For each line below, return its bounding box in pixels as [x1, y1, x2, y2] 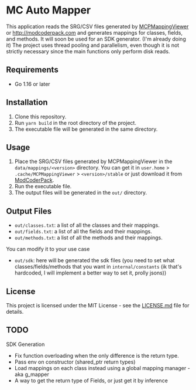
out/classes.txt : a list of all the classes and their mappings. [14, 222, 160, 229]
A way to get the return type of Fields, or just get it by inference [14, 377, 168, 384]
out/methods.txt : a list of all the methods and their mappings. [14, 234, 163, 241]
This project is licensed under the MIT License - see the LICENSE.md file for [6, 302, 190, 308]
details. [6, 308, 24, 315]
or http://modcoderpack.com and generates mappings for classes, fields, [6, 29, 183, 36]
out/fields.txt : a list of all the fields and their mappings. [14, 228, 152, 235]
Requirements [6, 65, 59, 75]
